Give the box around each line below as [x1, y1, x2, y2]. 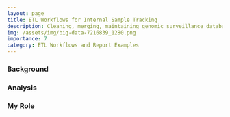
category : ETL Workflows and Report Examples [7, 42, 139, 49]
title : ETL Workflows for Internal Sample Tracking [7, 16, 157, 23]
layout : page [7, 10, 44, 17]
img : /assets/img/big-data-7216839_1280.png [7, 29, 136, 36]
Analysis [7, 83, 38, 92]
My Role [7, 101, 35, 110]
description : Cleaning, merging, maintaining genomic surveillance [7, 23, 204, 29]
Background [7, 64, 49, 74]
